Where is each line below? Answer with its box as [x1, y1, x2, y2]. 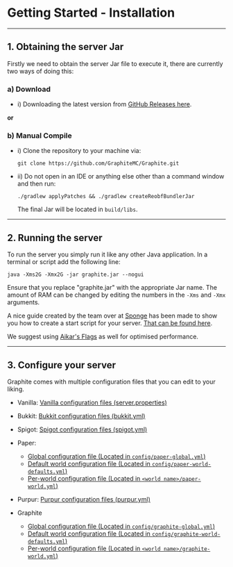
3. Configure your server [7, 359, 116, 371]
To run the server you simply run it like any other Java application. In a [7, 250, 208, 258]
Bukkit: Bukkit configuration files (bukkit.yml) [17, 411, 146, 420]
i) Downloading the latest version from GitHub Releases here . [17, 100, 192, 108]
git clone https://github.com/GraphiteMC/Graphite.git [17, 160, 180, 167]
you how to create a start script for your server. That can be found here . [7, 319, 213, 327]
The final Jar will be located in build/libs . [17, 205, 138, 213]
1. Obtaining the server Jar [7, 41, 124, 53]
